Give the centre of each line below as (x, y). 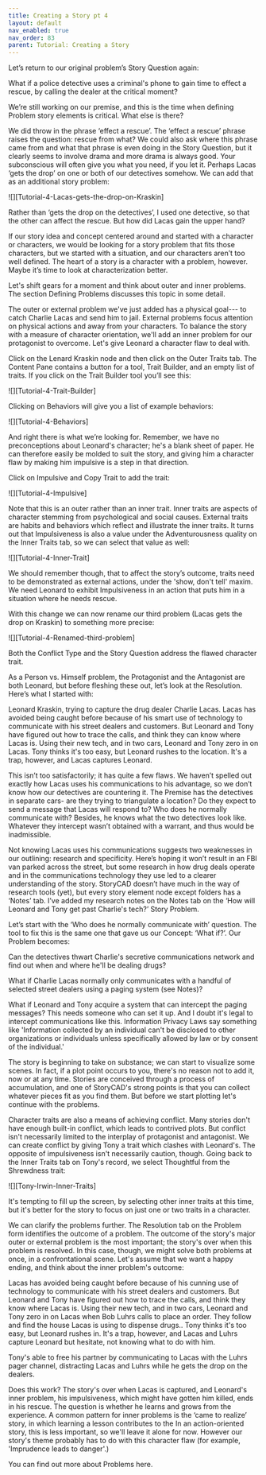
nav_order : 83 (32, 38)
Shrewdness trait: (37, 1170)
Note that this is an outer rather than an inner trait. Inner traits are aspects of (133, 509)
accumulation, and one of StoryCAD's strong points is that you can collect (129, 1088)
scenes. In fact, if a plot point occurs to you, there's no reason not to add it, (131, 1071)
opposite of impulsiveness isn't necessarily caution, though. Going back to (130, 1154)
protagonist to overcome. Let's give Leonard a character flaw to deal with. (129, 344)
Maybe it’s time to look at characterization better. (88, 270)
